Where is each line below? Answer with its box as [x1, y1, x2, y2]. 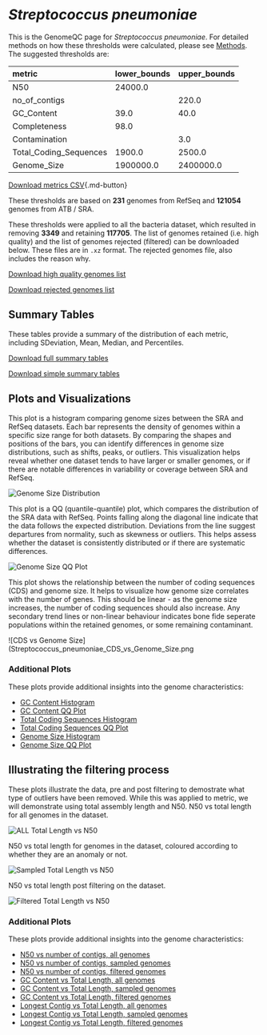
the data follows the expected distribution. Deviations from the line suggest [8, 520, 256, 530]
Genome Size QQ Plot [19, 740, 92, 749]
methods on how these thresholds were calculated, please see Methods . [8, 40, 248, 50]
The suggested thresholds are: [8, 49, 110, 58]
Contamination [12, 134, 68, 145]
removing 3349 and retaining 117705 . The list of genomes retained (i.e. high [8, 228, 259, 238]
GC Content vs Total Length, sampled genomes [19, 983, 177, 993]
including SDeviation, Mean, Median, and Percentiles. [8, 338, 184, 347]
